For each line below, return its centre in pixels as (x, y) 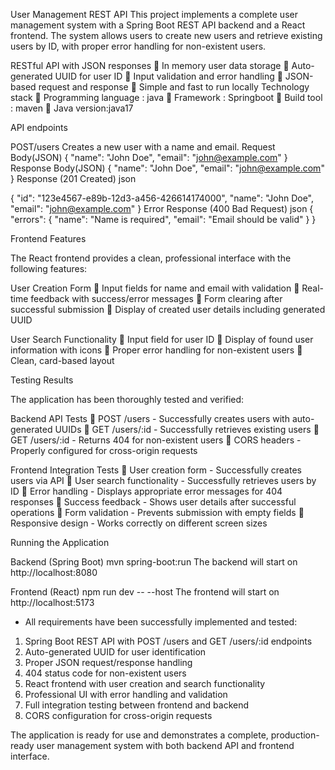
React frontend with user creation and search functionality (145, 683)
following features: (49, 268)
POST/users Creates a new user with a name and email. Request (143, 147)
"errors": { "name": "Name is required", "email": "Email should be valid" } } (163, 219)
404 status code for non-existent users (105, 673)
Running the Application (60, 542)
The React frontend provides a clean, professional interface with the (151, 258)
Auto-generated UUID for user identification (115, 652)
